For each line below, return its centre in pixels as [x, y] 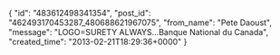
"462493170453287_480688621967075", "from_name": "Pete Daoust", [140, 23]
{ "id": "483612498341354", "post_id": [80, 13]
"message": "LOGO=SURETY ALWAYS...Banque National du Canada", [139, 32]
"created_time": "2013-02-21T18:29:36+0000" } [98, 41]
